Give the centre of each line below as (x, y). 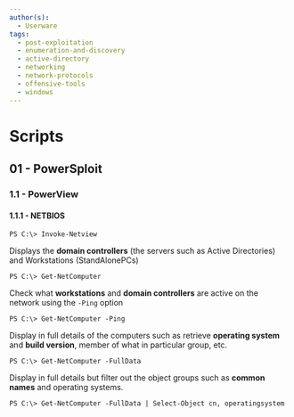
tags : (19, 34)
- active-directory (53, 59)
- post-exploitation (55, 42)
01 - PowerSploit (56, 169)
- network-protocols (55, 76)
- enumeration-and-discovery (71, 51)
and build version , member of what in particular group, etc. (118, 345)
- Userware (37, 26)
